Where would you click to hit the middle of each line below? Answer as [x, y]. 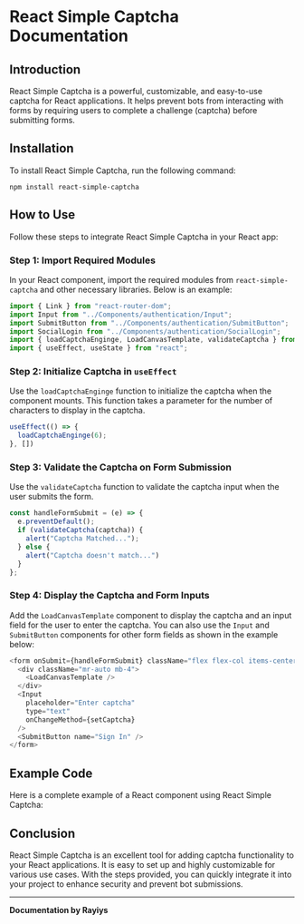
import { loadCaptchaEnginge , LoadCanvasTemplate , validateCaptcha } [143, 340]
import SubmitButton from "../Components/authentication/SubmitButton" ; [149, 323]
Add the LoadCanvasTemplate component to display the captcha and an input [151, 615]
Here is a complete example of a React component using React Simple [140, 795]
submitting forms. [42, 120]
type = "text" [48, 711]
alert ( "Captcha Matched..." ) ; [83, 539]
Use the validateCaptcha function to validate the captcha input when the [144, 487]
